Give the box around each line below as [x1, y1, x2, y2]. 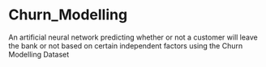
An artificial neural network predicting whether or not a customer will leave [8, 32, 258, 42]
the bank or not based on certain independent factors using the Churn [8, 40, 243, 50]
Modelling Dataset [8, 49, 70, 59]
